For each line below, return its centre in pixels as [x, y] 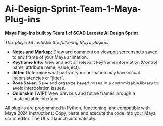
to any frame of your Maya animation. [50, 57]
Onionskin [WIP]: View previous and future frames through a [74, 93]
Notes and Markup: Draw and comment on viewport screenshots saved [85, 52]
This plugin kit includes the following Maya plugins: [57, 42]
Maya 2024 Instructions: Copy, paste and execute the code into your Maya [80, 113]
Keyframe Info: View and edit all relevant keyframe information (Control [85, 62]
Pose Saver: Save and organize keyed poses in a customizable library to [85, 83]
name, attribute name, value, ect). [46, 67]
